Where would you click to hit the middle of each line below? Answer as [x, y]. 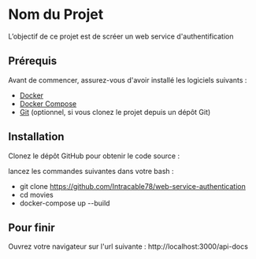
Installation [36, 137]
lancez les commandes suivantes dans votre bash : [91, 171]
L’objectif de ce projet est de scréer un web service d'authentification [121, 36]
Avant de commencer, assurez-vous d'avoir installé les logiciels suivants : [128, 80]
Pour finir [32, 227]
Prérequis [33, 61]
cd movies [36, 194]
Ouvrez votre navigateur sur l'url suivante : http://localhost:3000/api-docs [128, 246]
